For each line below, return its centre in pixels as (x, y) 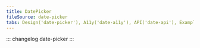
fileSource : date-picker (37, 17)
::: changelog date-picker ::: (40, 39)
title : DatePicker (29, 11)
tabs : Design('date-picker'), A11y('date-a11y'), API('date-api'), (92, 22)
